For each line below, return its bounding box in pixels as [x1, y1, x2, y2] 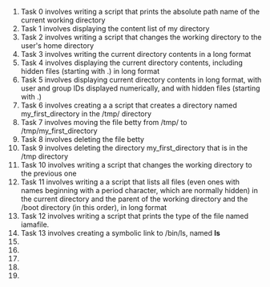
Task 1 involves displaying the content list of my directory [20, 24, 210, 33]
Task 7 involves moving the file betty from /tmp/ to [20, 118, 187, 127]
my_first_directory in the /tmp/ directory [20, 109, 151, 119]
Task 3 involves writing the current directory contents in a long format [20, 50, 252, 59]
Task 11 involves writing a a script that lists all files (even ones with [20, 177, 240, 187]
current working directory [20, 15, 106, 25]
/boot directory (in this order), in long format [20, 203, 167, 212]
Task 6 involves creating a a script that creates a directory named [20, 100, 237, 110]
